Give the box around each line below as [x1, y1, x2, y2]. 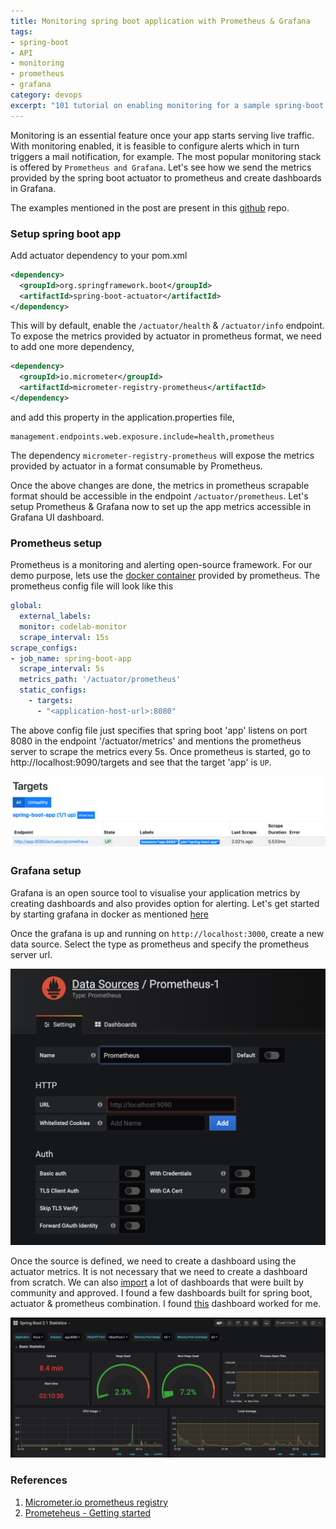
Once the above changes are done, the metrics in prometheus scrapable [10, 479, 310, 491]
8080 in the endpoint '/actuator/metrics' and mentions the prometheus [10, 735, 302, 747]
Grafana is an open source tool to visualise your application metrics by [10, 886, 301, 899]
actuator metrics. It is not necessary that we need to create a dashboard [10, 1265, 308, 1277]
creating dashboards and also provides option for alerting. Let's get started [10, 897, 320, 909]
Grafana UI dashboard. [10, 511, 105, 523]
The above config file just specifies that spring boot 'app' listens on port [10, 724, 308, 736]
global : [10, 601, 43, 611]
